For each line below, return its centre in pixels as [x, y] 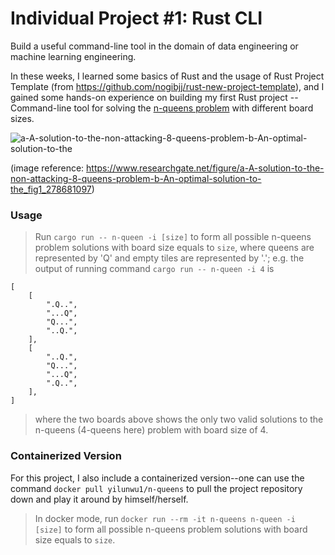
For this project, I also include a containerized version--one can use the [157, 478]
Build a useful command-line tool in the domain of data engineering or [154, 46]
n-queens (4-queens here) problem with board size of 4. [151, 430]
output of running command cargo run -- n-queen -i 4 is [154, 269]
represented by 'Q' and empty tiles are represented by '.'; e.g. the [169, 258]
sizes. [22, 118]
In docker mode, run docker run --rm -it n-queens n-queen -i [165, 518]
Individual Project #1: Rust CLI [136, 18]
